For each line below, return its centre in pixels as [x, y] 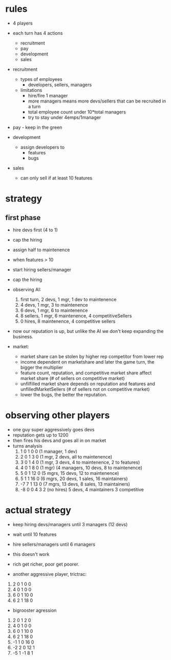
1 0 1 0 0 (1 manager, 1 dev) [49, 451]
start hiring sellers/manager [42, 269]
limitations [31, 90]
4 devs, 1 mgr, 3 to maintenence [54, 305]
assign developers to [42, 147]
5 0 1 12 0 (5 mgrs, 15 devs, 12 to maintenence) [70, 473]
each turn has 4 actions [38, 33]
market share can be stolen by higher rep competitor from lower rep [92, 356]
